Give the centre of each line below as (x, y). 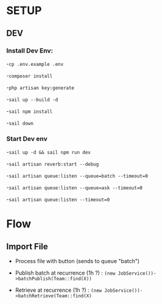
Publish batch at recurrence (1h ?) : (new (65, 273)
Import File (27, 246)
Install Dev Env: (30, 51)
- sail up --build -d (32, 99)
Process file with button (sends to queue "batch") (77, 261)
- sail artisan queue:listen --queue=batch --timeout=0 (77, 176)
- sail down (20, 123)
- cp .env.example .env (35, 63)
